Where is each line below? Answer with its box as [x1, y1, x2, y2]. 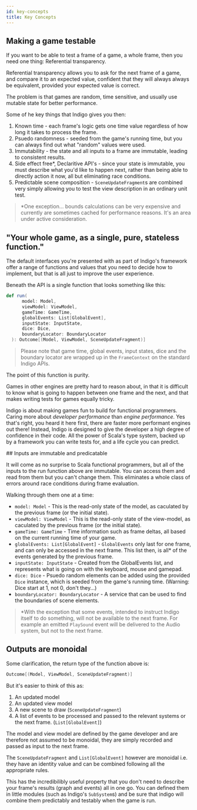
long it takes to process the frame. [14, 129, 98, 136]
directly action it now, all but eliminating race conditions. [14, 172, 151, 180]
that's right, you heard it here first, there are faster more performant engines [6, 420, 191, 426]
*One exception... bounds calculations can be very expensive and [20, 203, 181, 210]
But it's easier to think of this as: [6, 682, 84, 689]
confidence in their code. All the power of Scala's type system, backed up [6, 432, 185, 439]
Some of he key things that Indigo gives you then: [6, 111, 126, 118]
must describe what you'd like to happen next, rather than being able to [14, 166, 188, 174]
